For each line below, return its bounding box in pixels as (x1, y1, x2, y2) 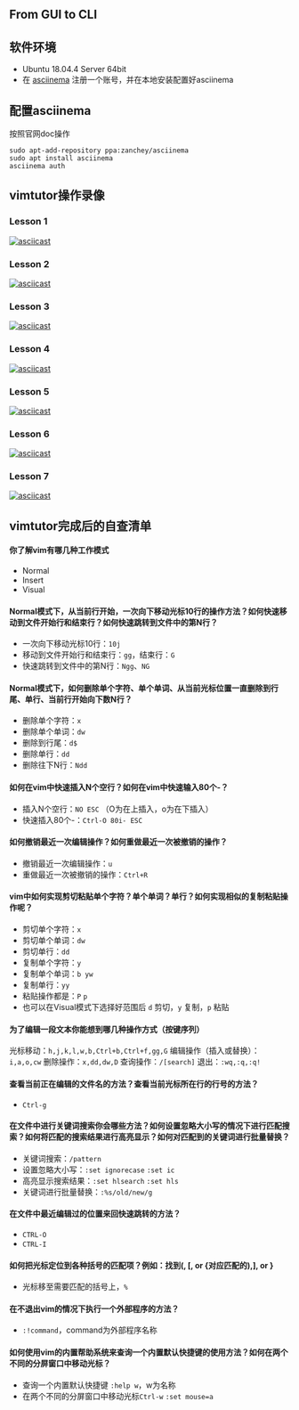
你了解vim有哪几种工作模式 (9, 545, 109, 556)
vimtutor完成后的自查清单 (9, 518, 152, 534)
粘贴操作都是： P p (21, 990, 88, 1001)
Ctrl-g (21, 1100, 47, 1110)
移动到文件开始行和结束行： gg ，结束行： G (21, 649, 175, 660)
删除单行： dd (21, 748, 70, 760)
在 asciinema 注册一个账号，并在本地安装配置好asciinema (21, 75, 234, 86)
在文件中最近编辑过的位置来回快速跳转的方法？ (9, 1209, 181, 1219)
